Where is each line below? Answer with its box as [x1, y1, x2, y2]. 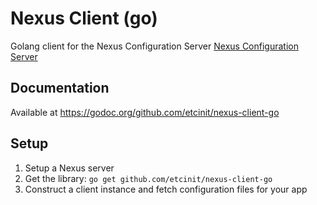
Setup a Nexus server [24, 162, 115, 174]
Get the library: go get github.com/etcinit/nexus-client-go [24, 172, 273, 184]
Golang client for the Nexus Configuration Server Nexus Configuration [10, 40, 299, 52]
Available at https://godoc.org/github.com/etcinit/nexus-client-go [10, 106, 280, 118]
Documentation [10, 80, 110, 97]
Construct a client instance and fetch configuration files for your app [24, 183, 308, 195]
